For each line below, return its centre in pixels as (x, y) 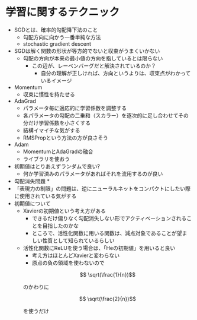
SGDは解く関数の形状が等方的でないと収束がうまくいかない (87, 50)
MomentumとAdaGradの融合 (58, 151)
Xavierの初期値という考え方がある (64, 211)
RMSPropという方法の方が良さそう (66, 138)
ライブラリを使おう (46, 159)
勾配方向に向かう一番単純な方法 (62, 37)
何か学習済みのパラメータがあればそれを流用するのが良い (93, 173)
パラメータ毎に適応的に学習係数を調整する (75, 108)
